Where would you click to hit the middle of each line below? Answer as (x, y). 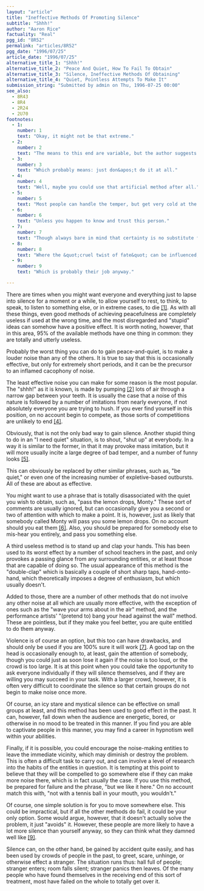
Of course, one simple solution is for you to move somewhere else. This (96, 805)
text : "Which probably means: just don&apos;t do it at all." (97, 170)
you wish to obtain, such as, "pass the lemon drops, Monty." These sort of (99, 501)
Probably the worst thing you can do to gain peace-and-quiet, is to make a (100, 351)
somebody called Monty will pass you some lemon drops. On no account (97, 521)
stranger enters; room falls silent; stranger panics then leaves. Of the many (100, 868)
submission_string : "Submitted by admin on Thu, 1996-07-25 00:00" (93, 86)
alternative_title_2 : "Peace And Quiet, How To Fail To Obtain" (89, 68)
